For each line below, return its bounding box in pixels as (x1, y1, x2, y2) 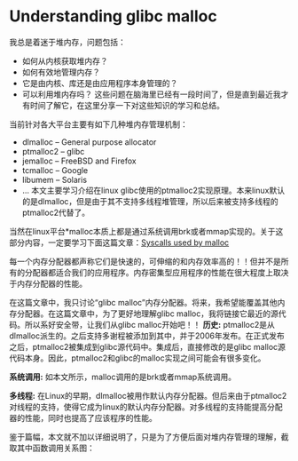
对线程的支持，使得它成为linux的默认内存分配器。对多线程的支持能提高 (9, 401, 268, 412)
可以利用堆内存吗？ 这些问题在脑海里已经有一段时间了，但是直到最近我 (21, 89, 281, 99)
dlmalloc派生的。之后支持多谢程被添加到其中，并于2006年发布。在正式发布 (9, 330, 286, 341)
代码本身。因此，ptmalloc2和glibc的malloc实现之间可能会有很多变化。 (9, 353, 266, 363)
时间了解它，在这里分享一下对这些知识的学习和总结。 (29, 99, 224, 110)
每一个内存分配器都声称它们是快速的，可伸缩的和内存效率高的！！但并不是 (9, 256, 281, 266)
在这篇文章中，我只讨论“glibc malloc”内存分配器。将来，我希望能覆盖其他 (9, 297, 278, 307)
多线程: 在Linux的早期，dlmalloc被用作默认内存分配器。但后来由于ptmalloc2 (9, 390, 287, 401)
